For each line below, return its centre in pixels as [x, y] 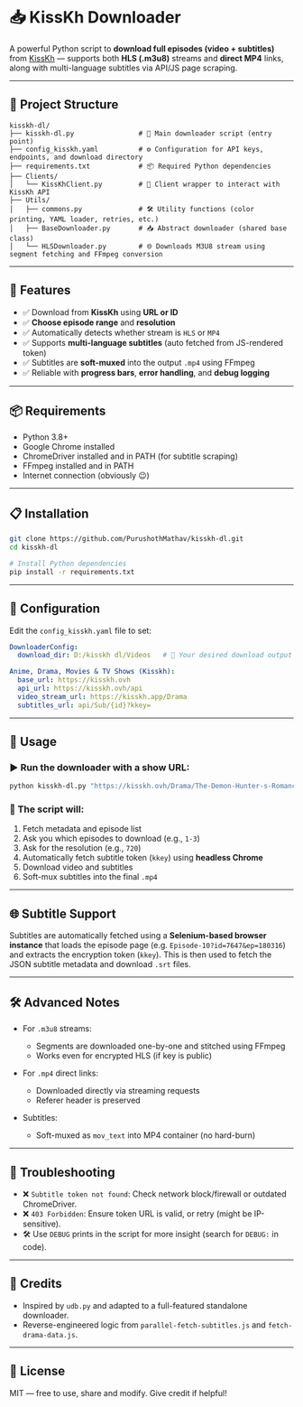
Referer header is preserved [88, 1100]
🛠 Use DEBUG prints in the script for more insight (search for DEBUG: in [151, 1234]
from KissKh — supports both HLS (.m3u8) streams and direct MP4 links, [147, 58]
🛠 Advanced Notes [64, 1002]
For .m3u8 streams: [57, 1029]
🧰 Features [40, 290]
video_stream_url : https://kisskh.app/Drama [102, 696]
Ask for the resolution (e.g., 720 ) [82, 848]
